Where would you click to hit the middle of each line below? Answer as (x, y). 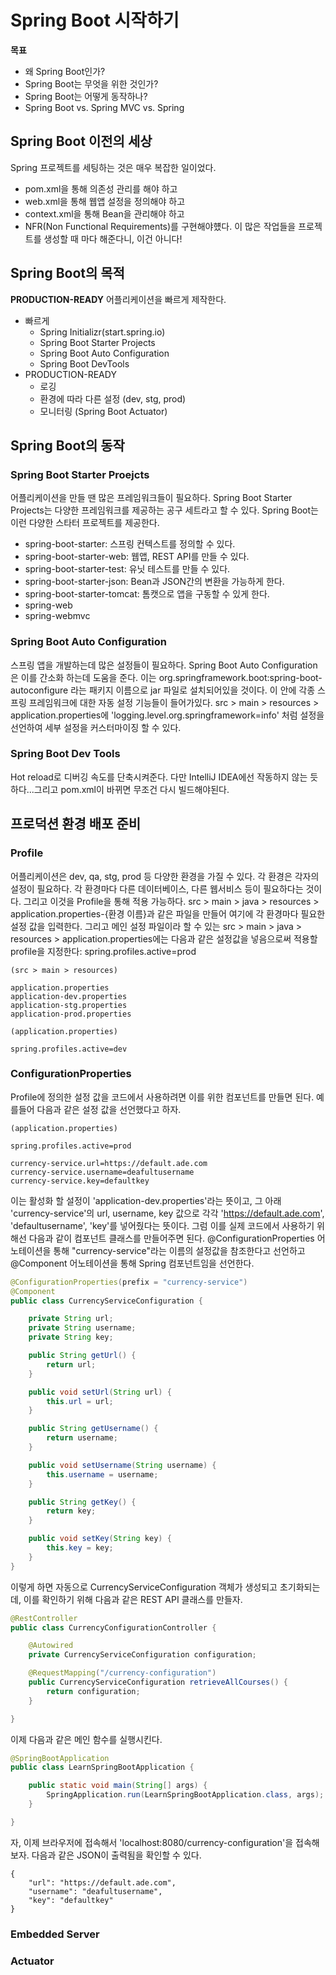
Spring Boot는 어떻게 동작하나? (86, 96)
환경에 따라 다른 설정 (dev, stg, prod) (113, 398)
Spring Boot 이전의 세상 (81, 141)
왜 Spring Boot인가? (65, 71)
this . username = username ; (102, 1474)
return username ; (82, 1438)
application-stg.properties (69, 1005)
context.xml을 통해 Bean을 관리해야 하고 (104, 213)
